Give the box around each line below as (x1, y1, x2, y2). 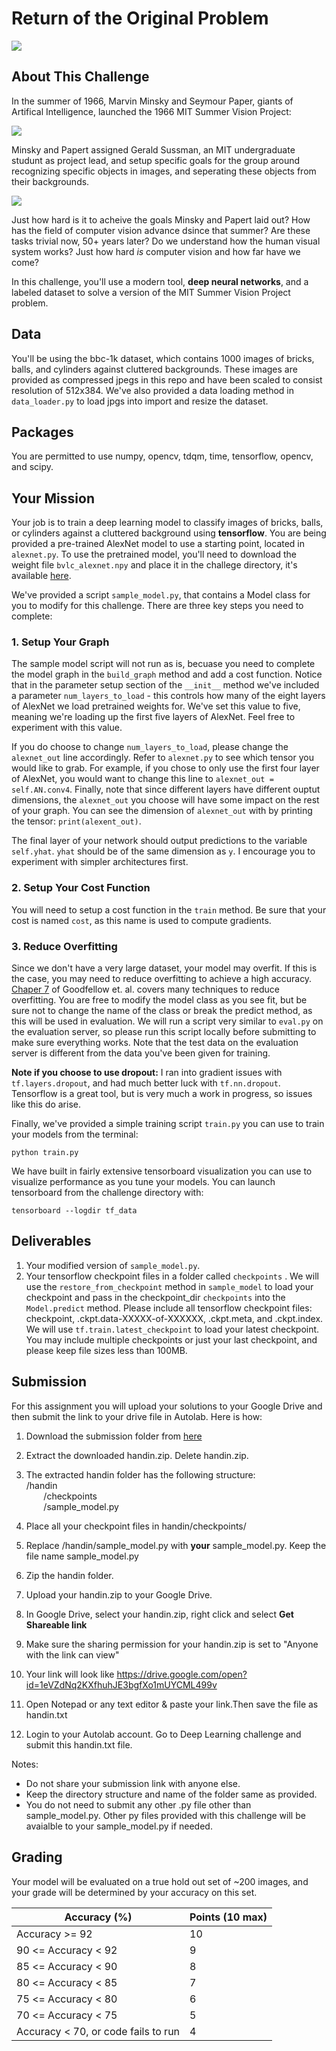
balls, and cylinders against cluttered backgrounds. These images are (11, 363, 298, 375)
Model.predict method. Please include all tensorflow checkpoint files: (25, 1302, 313, 1314)
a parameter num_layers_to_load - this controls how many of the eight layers (11, 690, 326, 702)
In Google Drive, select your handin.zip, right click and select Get (25, 1608, 294, 1620)
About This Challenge (11, 68, 150, 86)
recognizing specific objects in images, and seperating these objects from (11, 165, 317, 177)
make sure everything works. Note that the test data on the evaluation (11, 1037, 299, 1049)
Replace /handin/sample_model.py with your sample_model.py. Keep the (25, 1539, 327, 1551)
